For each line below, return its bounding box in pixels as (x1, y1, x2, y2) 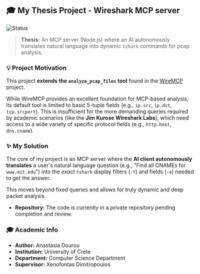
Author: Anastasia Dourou (14, 242, 80, 249)
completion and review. (14, 211, 73, 218)
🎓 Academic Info (6, 226, 59, 234)
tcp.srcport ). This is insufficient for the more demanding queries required (6, 108, 188, 115)
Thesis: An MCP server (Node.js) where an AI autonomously (20, 36, 170, 43)
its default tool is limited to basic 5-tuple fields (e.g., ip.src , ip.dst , (6, 102, 172, 109)
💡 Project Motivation (6, 63, 67, 72)
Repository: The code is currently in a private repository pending (14, 204, 176, 211)
